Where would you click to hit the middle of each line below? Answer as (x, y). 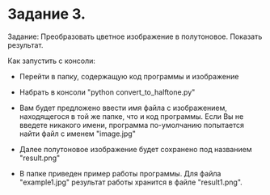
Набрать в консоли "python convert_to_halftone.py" (107, 92)
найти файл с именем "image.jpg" (78, 134)
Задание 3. (47, 14)
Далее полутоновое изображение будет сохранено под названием (135, 149)
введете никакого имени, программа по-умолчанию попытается (131, 125)
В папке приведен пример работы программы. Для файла (120, 173)
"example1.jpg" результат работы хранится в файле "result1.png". (131, 182)
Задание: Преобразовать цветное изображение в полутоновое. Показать (135, 36)
